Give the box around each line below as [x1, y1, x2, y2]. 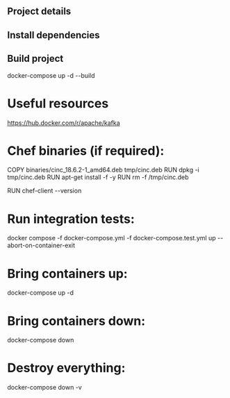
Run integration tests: [7, 211, 135, 226]
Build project [7, 53, 64, 65]
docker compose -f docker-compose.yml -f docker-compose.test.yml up [7, 234, 217, 242]
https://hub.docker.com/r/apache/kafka [7, 118, 120, 127]
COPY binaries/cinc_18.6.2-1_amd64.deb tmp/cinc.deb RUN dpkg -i [7, 166, 199, 174]
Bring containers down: [7, 313, 146, 329]
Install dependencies [7, 29, 100, 41]
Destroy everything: [7, 360, 126, 376]
